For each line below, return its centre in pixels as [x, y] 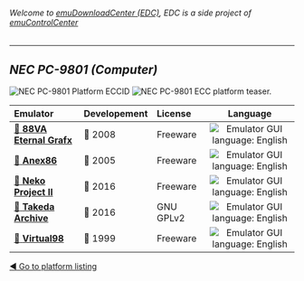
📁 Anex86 [35, 161]
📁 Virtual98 [39, 239]
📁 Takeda [34, 207]
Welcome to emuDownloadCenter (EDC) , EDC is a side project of [130, 13]
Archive [31, 219]
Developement [116, 114]
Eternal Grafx [43, 140]
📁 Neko [30, 181]
